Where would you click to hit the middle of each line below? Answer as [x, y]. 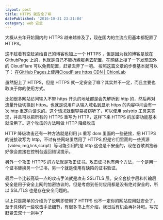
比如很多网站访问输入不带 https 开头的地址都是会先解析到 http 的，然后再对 [80, 99]
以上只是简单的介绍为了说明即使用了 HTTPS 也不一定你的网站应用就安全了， [81, 201]
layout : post [18, 9]
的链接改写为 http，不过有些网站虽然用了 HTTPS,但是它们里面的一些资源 [77, 139]
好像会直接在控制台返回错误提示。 [39, 152]
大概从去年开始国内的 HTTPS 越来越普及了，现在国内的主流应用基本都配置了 [81, 37]
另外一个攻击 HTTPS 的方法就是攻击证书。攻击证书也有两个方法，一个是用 [79, 162]
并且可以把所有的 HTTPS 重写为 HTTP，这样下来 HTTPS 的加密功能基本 [85, 117]
